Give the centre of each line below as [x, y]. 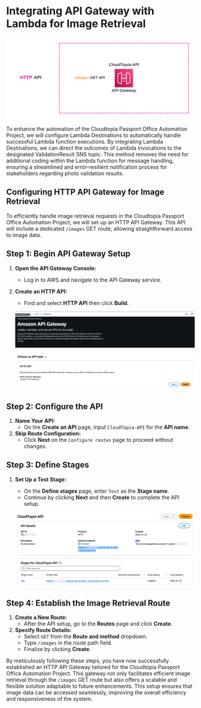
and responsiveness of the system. [49, 698]
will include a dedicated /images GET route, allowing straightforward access [99, 228]
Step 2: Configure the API [55, 406]
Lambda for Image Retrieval [76, 24]
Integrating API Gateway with [80, 11]
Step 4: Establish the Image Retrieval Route [88, 603]
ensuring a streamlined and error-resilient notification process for [87, 167]
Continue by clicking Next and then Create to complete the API [101, 497]
